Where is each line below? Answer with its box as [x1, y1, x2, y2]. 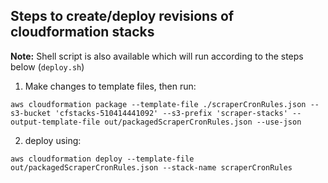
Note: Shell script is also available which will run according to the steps [10, 50, 304, 62]
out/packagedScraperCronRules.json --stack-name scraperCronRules [10, 162, 293, 173]
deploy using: [24, 134, 82, 146]
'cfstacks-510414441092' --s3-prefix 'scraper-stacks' [54, 108, 288, 118]
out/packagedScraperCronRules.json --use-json [104, 117, 302, 127]
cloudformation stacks [10, 24, 155, 41]
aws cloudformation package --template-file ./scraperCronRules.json [10, 99, 307, 109]
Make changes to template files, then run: [24, 80, 197, 92]
